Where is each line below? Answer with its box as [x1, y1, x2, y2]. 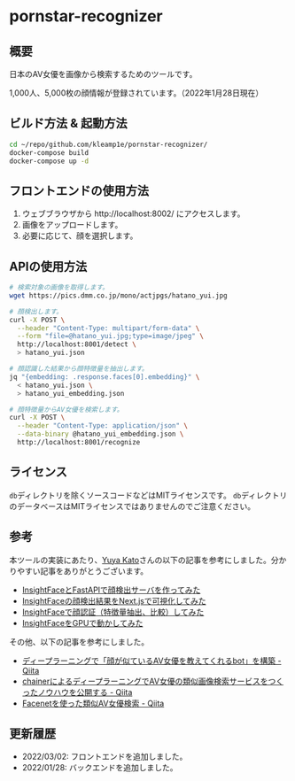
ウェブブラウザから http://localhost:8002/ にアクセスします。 [21, 208, 245, 219]
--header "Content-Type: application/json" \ [17, 421, 189, 430]
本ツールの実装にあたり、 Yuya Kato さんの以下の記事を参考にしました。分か [9, 554, 287, 565]
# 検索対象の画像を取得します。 [9, 283, 109, 292]
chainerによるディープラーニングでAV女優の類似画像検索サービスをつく [21, 676, 284, 686]
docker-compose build [9, 148, 89, 157]
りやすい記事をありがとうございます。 [9, 565, 149, 576]
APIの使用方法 [9, 259, 88, 274]
